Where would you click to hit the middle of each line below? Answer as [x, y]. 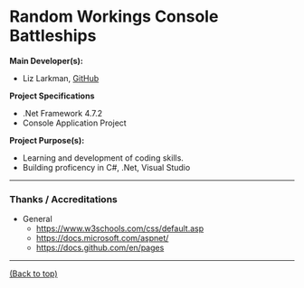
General [37, 219]
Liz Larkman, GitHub [61, 78]
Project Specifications [52, 96]
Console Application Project [74, 123]
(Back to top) [33, 274]
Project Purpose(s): [47, 140]
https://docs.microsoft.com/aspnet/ [102, 238]
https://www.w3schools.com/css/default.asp [120, 228]
